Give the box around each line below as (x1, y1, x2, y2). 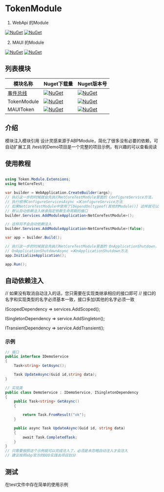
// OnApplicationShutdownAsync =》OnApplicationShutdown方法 (5, 248, 128, 253)
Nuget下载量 (43, 80, 73, 87)
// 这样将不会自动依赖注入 (5, 222, 52, 227)
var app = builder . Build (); (5, 235, 62, 240)
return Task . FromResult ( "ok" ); (22, 412, 86, 417)
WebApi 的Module (12, 20, 49, 25)
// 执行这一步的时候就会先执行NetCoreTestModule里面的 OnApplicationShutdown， (5, 244, 159, 249)
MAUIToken (7, 106, 35, 113)
